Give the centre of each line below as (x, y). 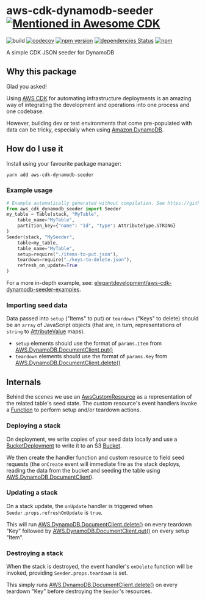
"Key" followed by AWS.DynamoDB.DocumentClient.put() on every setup (98, 531)
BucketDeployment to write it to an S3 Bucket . (64, 445)
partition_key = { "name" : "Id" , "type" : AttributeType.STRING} (96, 226)
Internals (24, 382)
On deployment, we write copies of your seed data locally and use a (92, 439)
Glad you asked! (27, 86)
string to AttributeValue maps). (46, 331)
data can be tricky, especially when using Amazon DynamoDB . (85, 130)
